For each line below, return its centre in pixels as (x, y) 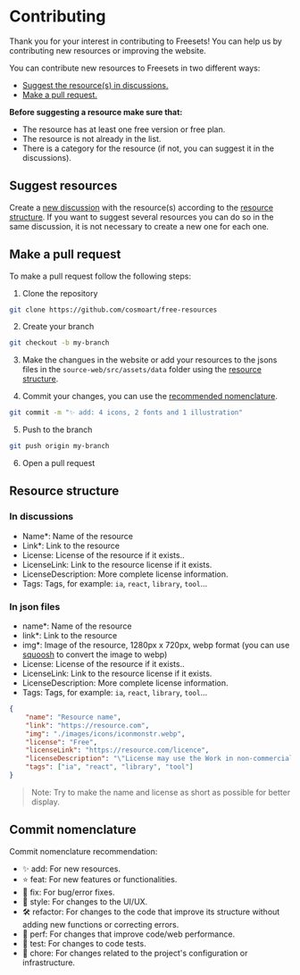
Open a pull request (58, 463)
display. (46, 802)
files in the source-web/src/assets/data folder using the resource (142, 370)
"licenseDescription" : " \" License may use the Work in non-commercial (159, 759)
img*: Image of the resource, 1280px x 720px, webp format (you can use (156, 646)
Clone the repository (60, 293)
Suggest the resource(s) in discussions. (95, 85)
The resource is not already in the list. (92, 138)
